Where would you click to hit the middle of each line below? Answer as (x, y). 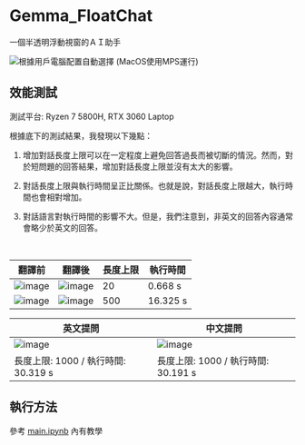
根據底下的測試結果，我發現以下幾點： (81, 135)
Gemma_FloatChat (81, 16)
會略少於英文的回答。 (62, 227)
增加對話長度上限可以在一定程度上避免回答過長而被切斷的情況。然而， (154, 154)
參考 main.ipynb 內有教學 (56, 430)
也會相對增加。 (59, 197)
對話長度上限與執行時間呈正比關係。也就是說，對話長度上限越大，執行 (154, 185)
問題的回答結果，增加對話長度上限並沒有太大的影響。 (138, 166)
